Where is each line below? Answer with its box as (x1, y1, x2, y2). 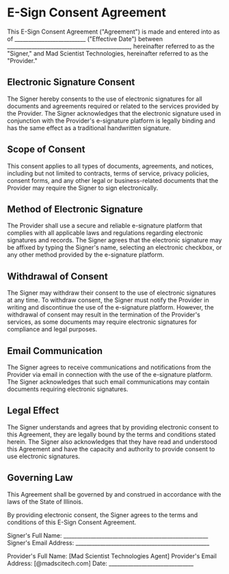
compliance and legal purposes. (7, 325, 98, 334)
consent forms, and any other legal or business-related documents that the (7, 176, 219, 184)
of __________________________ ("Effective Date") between (7, 34, 163, 42)
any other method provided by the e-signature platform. (7, 251, 164, 259)
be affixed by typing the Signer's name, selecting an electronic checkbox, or (7, 243, 222, 251)
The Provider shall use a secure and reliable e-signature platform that (7, 221, 203, 230)
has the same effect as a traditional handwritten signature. (7, 123, 171, 132)
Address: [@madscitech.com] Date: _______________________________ (7, 559, 193, 567)
